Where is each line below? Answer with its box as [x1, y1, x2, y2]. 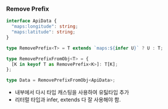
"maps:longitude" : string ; [11, 24, 78, 29]
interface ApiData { [6, 18, 58, 24]
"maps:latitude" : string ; [11, 29, 76, 35]
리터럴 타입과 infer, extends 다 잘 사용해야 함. [14, 96, 121, 103]
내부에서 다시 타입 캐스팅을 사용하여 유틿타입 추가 [14, 89, 129, 96]
